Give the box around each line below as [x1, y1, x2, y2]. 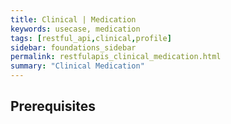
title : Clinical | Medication [10, 14, 137, 25]
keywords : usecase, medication [10, 24, 141, 34]
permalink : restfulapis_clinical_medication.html [10, 52, 222, 62]
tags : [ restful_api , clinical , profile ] [10, 33, 172, 43]
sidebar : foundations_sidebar [10, 42, 137, 53]
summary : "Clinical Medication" [10, 61, 145, 71]
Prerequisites [10, 98, 96, 115]
